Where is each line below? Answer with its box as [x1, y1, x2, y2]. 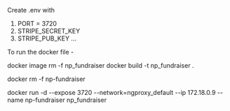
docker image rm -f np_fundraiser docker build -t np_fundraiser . [7, 61, 194, 69]
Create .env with [7, 6, 55, 14]
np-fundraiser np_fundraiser [25, 96, 107, 104]
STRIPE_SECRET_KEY [17, 27, 81, 35]
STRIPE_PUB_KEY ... [17, 34, 77, 43]
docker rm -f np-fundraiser [7, 75, 86, 83]
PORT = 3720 [17, 20, 57, 27]
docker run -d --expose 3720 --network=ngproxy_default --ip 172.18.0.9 [7, 89, 216, 96]
